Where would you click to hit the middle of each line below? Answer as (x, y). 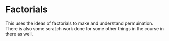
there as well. (19, 34)
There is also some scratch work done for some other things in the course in (84, 28)
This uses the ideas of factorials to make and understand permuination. (79, 23)
